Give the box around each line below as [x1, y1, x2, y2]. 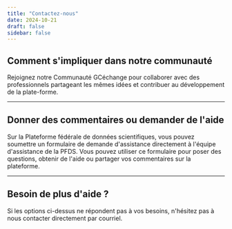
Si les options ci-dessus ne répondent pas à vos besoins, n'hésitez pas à [7, 206, 215, 215]
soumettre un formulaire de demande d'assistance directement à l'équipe [7, 139, 216, 148]
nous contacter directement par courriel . [7, 214, 123, 222]
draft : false [7, 23, 45, 30]
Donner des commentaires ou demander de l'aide [7, 114, 224, 126]
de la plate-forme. [7, 88, 59, 97]
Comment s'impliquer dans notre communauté [7, 54, 213, 66]
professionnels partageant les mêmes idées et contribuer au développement [7, 81, 225, 89]
